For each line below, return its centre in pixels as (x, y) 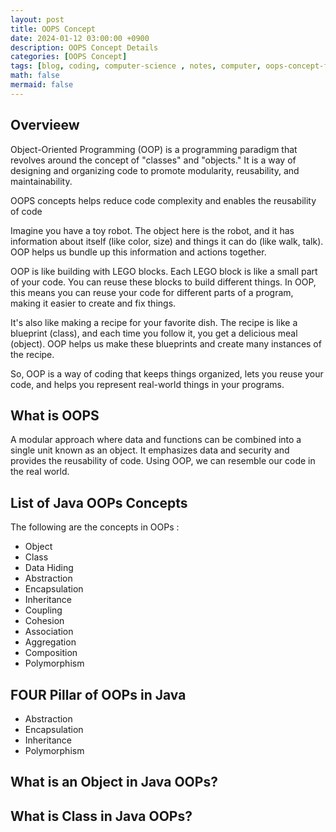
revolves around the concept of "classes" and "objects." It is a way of (153, 160)
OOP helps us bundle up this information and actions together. (138, 252)
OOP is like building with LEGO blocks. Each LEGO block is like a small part (164, 271)
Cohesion (44, 621)
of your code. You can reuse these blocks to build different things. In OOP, (163, 282)
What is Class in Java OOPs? (101, 816)
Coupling (43, 610)
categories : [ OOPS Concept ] (69, 57)
